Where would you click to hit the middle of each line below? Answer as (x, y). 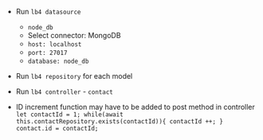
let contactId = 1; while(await (69, 115)
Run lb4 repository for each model (74, 76)
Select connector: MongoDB (74, 35)
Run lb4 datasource (48, 12)
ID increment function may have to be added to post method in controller (135, 107)
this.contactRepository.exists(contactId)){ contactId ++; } (120, 122)
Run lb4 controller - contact (64, 91)
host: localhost (55, 45)
